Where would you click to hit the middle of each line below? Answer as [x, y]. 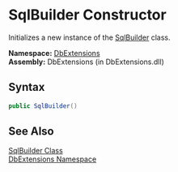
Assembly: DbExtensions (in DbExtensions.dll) [86, 62]
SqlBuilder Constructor [88, 15]
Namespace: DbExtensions [54, 53]
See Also [31, 131]
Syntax [27, 87]
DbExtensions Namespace [53, 159]
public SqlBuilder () [43, 106]
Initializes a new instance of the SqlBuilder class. [89, 37]
